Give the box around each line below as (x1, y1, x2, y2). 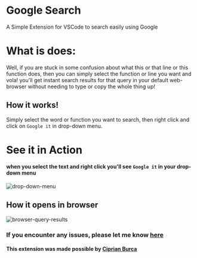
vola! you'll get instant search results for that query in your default (6, 76, 169, 83)
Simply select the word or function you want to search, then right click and (6, 116, 190, 123)
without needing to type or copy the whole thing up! (27, 83, 155, 90)
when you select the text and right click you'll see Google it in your (6, 163, 176, 170)
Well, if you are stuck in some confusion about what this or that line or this (6, 64, 189, 71)
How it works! (6, 100, 59, 110)
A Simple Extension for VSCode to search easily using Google (6, 23, 158, 30)
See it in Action (6, 143, 82, 157)
